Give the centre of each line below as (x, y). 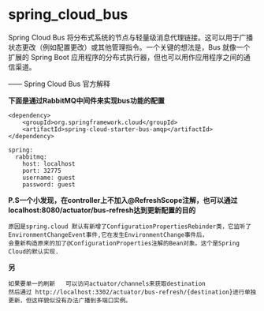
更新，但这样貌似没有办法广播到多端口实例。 (70, 300)
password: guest (49, 184)
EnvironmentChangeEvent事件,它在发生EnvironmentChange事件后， (108, 234)
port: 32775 (42, 170)
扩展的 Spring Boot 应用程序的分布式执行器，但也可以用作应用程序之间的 (126, 57)
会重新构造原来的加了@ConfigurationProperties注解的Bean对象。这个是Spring (124, 243)
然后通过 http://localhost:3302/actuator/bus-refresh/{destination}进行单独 (132, 292)
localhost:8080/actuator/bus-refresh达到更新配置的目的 (102, 210)
